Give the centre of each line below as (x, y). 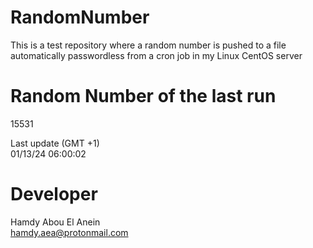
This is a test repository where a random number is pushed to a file (148, 45)
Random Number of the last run (143, 96)
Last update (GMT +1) (55, 143)
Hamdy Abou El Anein (55, 222)
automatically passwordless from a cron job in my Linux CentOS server (156, 55)
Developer (54, 194)
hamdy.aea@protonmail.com (69, 232)
